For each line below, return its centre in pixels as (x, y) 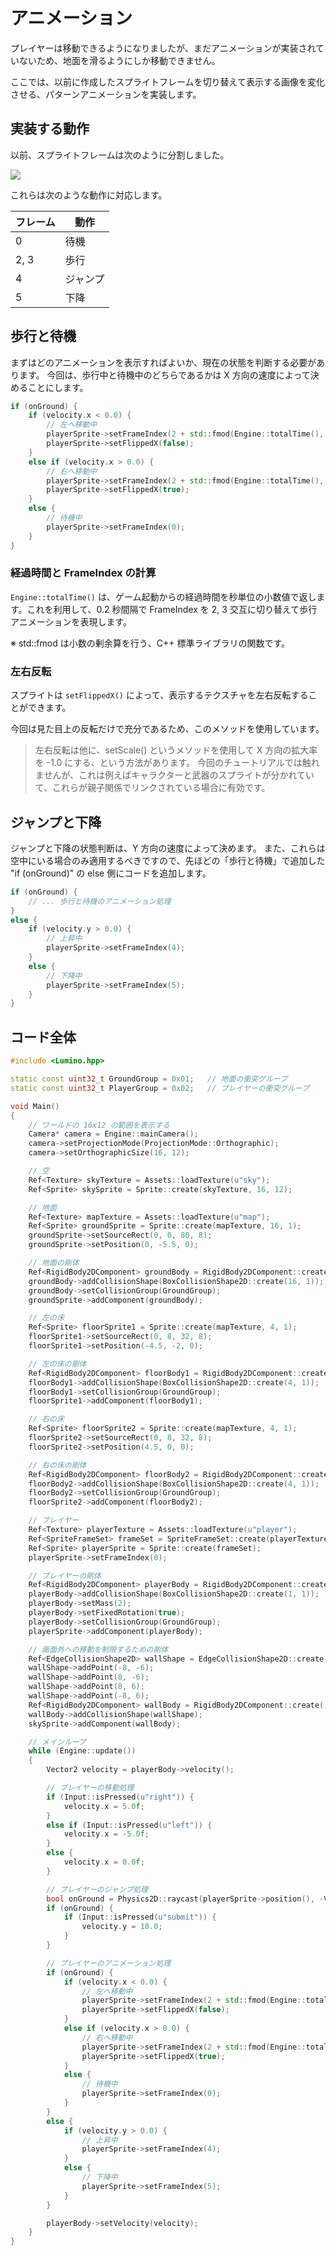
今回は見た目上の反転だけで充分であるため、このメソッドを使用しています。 (167, 729)
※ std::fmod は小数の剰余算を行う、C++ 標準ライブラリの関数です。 (150, 643)
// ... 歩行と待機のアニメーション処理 (100, 901)
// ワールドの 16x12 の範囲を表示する (99, 1125)
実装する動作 (50, 129)
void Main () (35, 1106)
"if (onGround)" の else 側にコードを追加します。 (111, 873)
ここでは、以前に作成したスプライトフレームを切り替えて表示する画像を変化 (167, 81)
